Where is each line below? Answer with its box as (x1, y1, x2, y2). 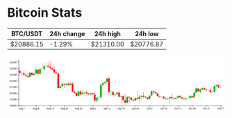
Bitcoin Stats (7, 5, 83, 21)
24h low (134, 30, 159, 38)
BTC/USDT (11, 30, 43, 38)
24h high (94, 30, 122, 38)
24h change (49, 30, 85, 38)
